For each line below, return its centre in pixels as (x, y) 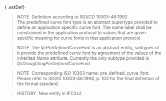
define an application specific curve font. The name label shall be (84, 27)
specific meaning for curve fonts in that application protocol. (79, 38)
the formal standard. (38, 84)
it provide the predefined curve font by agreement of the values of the (89, 53)
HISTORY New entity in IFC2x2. (50, 93)
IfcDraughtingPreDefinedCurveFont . (54, 63)
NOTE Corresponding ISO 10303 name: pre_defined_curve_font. (83, 73)
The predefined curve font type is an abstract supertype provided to (87, 22)
